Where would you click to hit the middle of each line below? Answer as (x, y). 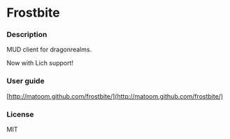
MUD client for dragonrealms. (49, 49)
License (20, 114)
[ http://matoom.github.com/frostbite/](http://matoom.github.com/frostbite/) (115, 96)
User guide (26, 81)
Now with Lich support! (40, 63)
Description (27, 35)
